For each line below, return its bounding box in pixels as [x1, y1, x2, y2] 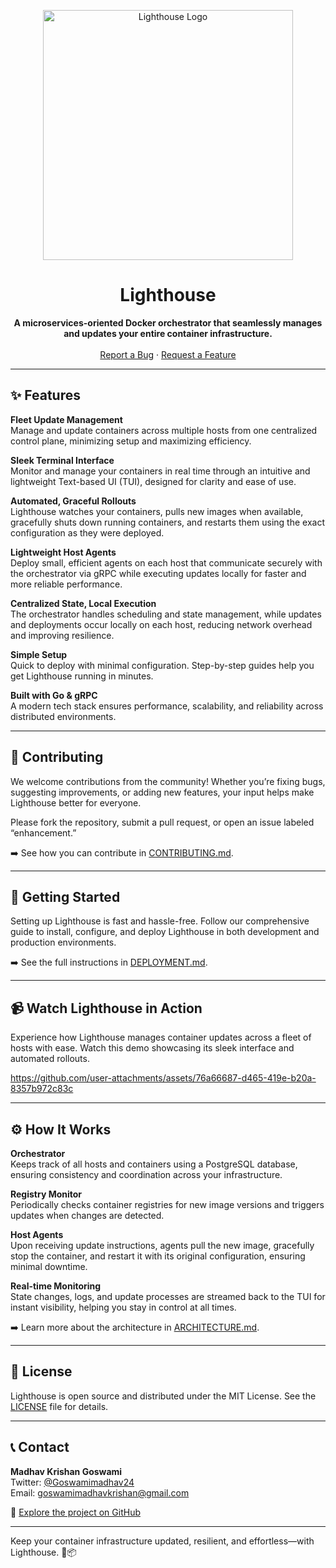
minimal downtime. [10, 1261, 88, 1272]
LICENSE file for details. [10, 1400, 109, 1412]
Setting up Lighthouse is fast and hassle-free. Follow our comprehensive [10, 915, 310, 927]
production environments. [10, 936, 117, 949]
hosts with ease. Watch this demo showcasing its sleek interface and [10, 1042, 295, 1054]
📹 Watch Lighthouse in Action [10, 1000, 203, 1017]
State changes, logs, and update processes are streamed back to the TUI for [10, 1291, 326, 1302]
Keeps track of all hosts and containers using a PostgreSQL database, [10, 1158, 298, 1170]
